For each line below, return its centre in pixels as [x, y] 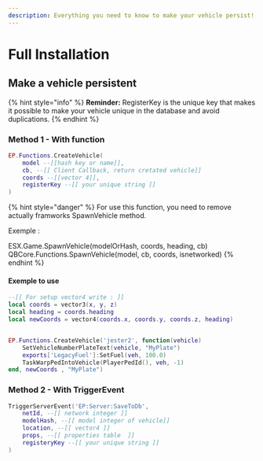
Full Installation [59, 54]
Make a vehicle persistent [73, 83]
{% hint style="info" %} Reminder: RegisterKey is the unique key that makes [132, 102]
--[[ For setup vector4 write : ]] [66, 297]
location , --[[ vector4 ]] [66, 428]
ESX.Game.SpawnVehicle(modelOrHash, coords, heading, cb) [108, 246]
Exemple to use [34, 281]
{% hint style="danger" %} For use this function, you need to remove [120, 207]
